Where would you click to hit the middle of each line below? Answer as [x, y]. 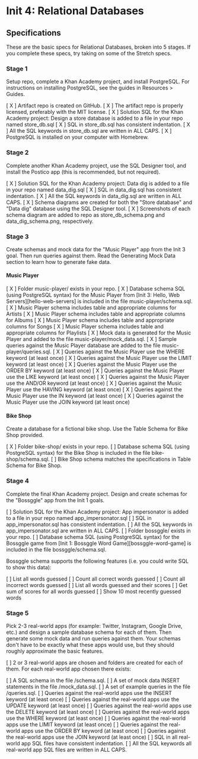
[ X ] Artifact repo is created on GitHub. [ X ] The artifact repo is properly [95, 106]
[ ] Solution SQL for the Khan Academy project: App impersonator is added [97, 512]
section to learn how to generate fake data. [59, 261]
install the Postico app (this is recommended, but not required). [83, 172]
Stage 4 [18, 481]
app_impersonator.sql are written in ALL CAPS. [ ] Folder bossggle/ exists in [98, 530]
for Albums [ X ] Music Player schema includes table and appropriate [90, 320]
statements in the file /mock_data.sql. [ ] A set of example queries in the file [98, 687]
